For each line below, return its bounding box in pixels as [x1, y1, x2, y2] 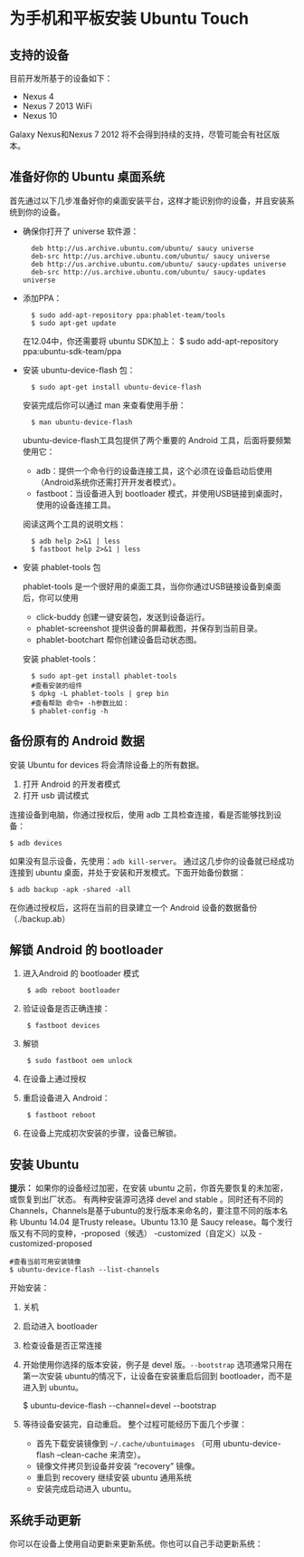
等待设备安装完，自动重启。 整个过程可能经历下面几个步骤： [22, 1419, 247, 1430]
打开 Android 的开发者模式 [22, 778, 120, 789]
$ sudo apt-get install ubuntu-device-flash [31, 382, 202, 392]
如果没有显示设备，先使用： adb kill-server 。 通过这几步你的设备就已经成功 [9, 856, 295, 866]
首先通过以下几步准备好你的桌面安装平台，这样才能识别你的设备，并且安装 [9, 195, 287, 206]
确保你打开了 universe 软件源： [22, 226, 139, 237]
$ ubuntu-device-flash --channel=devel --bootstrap [22, 1400, 217, 1411]
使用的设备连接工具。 [35, 499, 116, 510]
